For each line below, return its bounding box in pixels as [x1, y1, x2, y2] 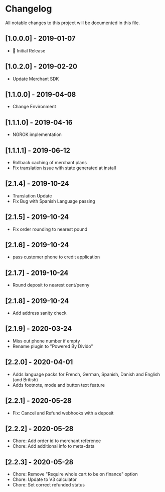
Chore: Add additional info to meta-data [12, 443, 95, 449]
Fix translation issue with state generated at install [12, 165, 116, 171]
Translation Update [12, 192, 52, 199]
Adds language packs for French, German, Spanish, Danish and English [12, 371, 160, 377]
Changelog [5, 3, 52, 15]
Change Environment [12, 104, 56, 110]
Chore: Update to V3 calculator [12, 476, 77, 482]
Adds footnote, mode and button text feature [12, 382, 105, 388]
